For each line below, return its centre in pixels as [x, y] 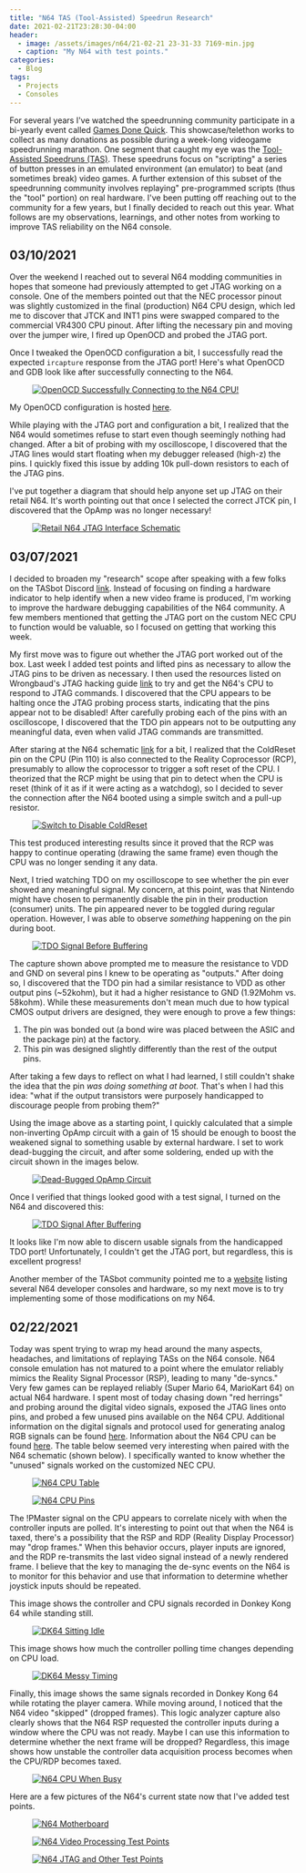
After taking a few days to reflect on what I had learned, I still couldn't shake [152, 1077]
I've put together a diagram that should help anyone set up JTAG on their [146, 491]
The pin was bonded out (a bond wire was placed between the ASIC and [158, 1029]
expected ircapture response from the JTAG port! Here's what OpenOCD [147, 363]
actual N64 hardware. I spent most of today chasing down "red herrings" [146, 1397]
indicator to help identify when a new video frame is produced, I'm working [150, 599]
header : [24, 35]
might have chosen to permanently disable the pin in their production [139, 899]
